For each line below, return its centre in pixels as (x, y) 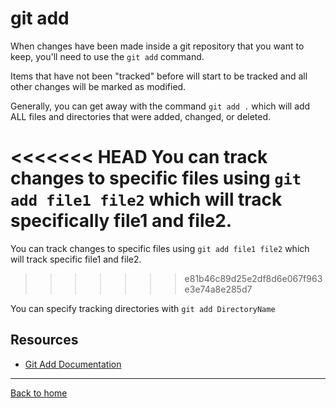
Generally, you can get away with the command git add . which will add (160, 106)
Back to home (39, 393)
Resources (44, 340)
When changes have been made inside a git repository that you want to (157, 46)
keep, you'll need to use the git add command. (107, 56)
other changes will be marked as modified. (98, 86)
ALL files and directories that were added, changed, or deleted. (141, 116)
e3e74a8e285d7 (218, 289)
